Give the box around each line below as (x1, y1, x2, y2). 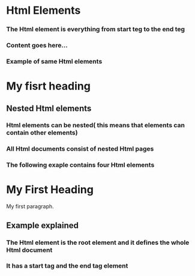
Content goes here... (6, 41, 68, 50)
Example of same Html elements (6, 57, 103, 65)
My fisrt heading (6, 79, 91, 93)
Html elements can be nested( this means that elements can (6, 121, 185, 130)
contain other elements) (6, 128, 78, 137)
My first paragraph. (6, 203, 54, 210)
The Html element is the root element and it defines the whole (6, 238, 190, 247)
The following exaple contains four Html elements (6, 161, 155, 169)
